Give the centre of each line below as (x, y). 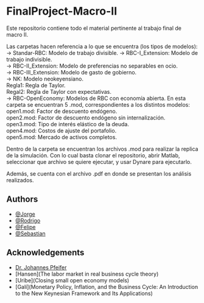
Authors (22, 199)
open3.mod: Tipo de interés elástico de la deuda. (68, 124)
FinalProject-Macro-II (62, 11)
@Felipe (25, 227)
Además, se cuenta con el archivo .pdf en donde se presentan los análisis (99, 173)
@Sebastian (30, 233)
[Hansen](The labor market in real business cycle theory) (87, 274)
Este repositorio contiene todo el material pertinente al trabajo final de (94, 28)
